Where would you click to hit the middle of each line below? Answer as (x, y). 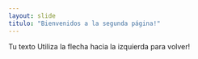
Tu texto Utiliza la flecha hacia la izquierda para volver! (99, 46)
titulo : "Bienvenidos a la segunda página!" (84, 23)
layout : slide (32, 16)
